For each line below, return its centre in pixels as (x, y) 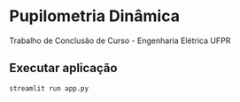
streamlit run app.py (49, 88)
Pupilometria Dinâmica (94, 16)
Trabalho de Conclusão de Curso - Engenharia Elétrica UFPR (120, 40)
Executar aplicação (63, 68)
